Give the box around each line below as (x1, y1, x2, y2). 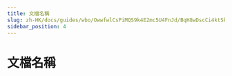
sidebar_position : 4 (7, 23, 67, 30)
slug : (7, 17, 23, 23)
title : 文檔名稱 (7, 10, 50, 17)
